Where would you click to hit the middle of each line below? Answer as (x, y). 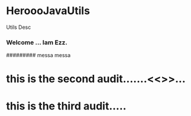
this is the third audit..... (66, 106)
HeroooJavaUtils (48, 11)
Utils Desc (19, 27)
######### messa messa (38, 55)
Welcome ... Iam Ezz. (37, 42)
